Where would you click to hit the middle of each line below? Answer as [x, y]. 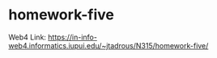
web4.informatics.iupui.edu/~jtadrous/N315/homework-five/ [108, 45]
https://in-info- [72, 37]
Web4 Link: [28, 37]
